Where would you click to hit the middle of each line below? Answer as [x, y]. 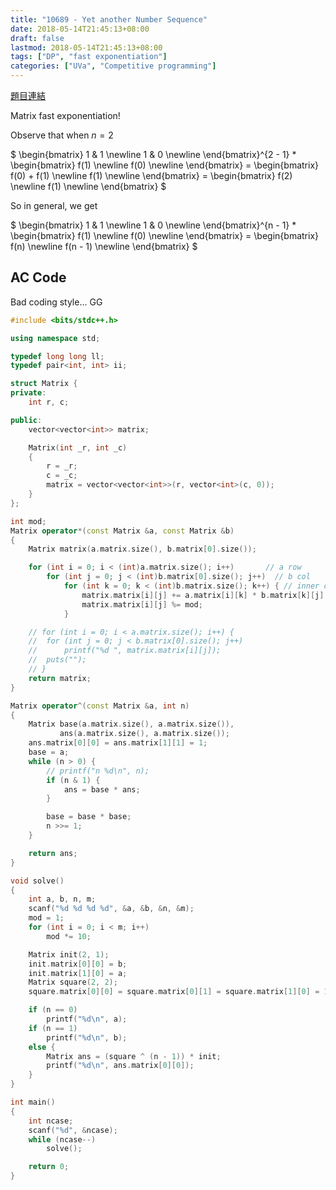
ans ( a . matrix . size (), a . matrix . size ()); [144, 734]
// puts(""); [57, 660]
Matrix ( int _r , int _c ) [78, 447]
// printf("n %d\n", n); [98, 771]
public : [26, 420]
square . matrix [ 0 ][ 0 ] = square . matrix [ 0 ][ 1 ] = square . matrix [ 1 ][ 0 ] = [174, 992]
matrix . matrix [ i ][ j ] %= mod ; [142, 604]
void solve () [37, 881]
